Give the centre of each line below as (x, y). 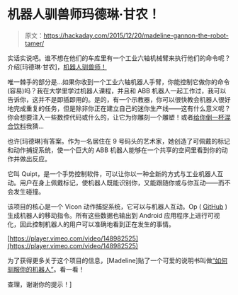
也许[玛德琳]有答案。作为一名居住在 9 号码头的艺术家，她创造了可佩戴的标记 (119, 141)
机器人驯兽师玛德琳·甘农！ (84, 15)
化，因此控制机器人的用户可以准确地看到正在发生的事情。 (91, 224)
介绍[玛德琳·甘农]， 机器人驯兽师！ (57, 66)
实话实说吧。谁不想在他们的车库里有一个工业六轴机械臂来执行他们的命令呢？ (119, 58)
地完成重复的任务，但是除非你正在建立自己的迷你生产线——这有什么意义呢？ (119, 108)
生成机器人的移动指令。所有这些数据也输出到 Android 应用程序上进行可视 (114, 215)
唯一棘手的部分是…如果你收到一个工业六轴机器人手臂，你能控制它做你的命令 (119, 81)
